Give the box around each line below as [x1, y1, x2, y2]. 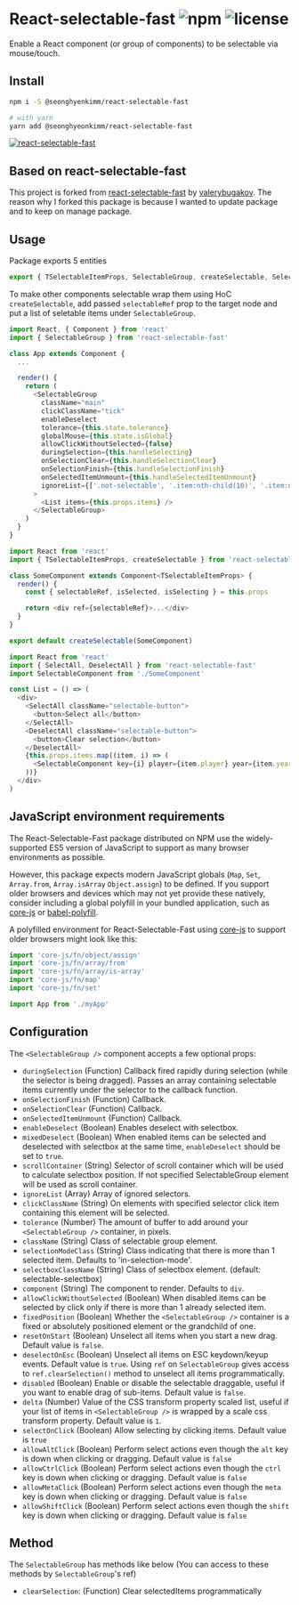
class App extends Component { [9, 349, 125, 358]
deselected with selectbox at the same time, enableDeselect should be [21, 1140, 280, 1152]
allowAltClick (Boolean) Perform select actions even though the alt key [21, 1443, 289, 1455]
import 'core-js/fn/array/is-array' [9, 967, 145, 977]
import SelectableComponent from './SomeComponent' [9, 669, 205, 678]
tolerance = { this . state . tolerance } [41, 423, 169, 432]
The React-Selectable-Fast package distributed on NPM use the [9, 832, 245, 843]
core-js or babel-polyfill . [9, 906, 99, 917]
